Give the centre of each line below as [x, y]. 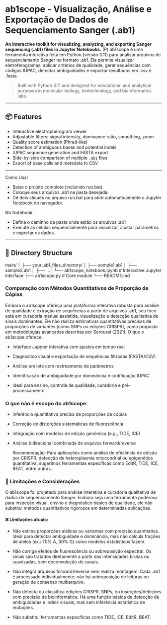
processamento [28, 390]
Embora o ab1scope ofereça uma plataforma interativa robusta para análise [82, 305]
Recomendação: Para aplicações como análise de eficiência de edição [85, 453]
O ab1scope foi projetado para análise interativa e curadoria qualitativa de [81, 492]
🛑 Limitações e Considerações [42, 482]
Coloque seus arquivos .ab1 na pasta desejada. [60, 192]
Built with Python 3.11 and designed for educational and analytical [84, 85]
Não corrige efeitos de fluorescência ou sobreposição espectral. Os [82, 551]
